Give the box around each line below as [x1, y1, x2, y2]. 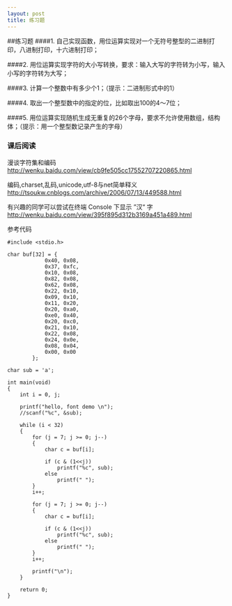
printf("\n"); [32, 568, 73, 575]
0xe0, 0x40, [44, 311, 79, 319]
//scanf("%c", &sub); [20, 409, 82, 417]
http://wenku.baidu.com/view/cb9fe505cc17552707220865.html [7, 166, 192, 174]
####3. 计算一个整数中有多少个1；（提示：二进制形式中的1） [7, 84, 179, 92]
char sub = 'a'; [7, 366, 54, 373]
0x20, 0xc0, [44, 318, 79, 325]
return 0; [20, 586, 49, 593]
